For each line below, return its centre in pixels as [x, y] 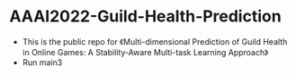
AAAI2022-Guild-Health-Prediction [145, 17]
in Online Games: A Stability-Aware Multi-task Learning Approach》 [145, 52]
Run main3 [42, 62]
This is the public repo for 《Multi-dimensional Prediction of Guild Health [155, 41]
